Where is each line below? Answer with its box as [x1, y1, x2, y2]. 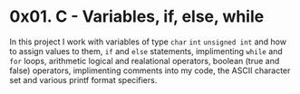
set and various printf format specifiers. [9, 74, 158, 85]
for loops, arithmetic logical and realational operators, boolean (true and [9, 55, 280, 66]
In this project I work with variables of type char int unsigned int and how [9, 36, 287, 47]
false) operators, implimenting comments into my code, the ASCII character [9, 65, 291, 76]
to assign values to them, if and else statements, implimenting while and [9, 45, 283, 56]
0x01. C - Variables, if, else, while [9, 6, 265, 27]
